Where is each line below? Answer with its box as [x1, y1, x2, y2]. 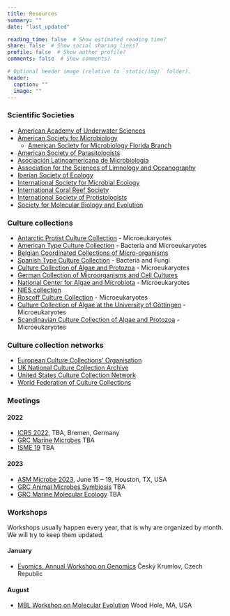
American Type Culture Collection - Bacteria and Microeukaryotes [17, 241, 207, 249]
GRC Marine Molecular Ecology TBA [17, 490, 122, 498]
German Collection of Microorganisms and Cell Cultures [17, 270, 178, 279]
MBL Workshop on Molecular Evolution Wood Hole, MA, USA [17, 601, 192, 610]
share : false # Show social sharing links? [7, 43, 139, 50]
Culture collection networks [7, 340, 104, 350]
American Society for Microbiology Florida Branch [27, 141, 172, 149]
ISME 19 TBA [17, 443, 54, 452]
